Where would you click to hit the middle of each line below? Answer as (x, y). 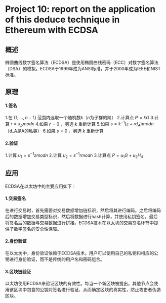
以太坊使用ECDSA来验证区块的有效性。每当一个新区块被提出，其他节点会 (80, 284)
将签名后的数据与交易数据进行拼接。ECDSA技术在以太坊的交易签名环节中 (80, 223)
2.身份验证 (16, 241)
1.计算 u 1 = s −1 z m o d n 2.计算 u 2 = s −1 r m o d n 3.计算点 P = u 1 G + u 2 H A (74, 155)
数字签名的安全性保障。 (38, 229)
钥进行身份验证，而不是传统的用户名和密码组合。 (55, 259)
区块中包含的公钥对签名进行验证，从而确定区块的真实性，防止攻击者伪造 (87, 290)
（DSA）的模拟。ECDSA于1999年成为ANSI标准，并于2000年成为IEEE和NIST (83, 69)
